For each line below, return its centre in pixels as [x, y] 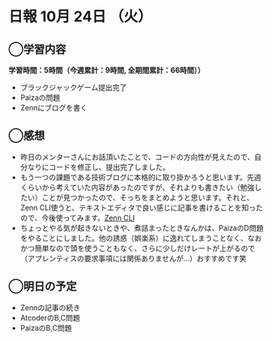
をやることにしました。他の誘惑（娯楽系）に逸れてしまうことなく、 [134, 238]
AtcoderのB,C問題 [50, 317]
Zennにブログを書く [54, 108]
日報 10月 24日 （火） [80, 17]
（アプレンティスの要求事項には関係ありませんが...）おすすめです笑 [133, 258]
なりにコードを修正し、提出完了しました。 [99, 166]
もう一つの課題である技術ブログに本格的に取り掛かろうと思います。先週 [140, 177]
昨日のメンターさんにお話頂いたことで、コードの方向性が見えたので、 [137, 157]
